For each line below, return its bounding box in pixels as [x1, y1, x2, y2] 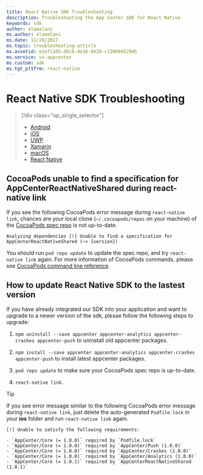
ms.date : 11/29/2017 [6, 37, 59, 43]
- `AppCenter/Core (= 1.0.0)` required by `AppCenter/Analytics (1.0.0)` [6, 453, 198, 459]
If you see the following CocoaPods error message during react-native [6, 209, 185, 216]
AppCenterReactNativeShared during [6, 183, 152, 193]
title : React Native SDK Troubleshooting [6, 9, 113, 15]
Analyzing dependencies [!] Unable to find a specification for [6, 234, 173, 240]
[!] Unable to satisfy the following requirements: [6, 426, 140, 432]
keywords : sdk [6, 20, 43, 26]
